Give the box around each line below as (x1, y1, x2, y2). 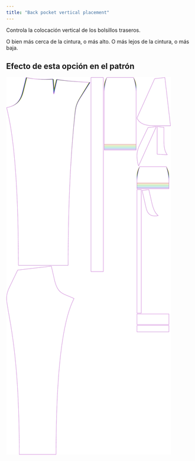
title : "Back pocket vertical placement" (6, 9, 110, 15)
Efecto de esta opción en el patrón (6, 61, 135, 71)
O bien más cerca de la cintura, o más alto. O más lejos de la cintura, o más (6, 38, 190, 45)
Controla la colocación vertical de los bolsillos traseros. (6, 27, 141, 34)
